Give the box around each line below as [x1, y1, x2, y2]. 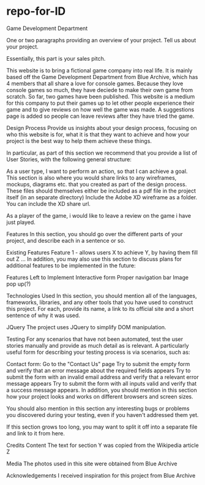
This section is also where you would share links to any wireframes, [6, 174, 177, 181]
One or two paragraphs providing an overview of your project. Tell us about [6, 36, 196, 44]
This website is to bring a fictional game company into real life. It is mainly [6, 66, 193, 74]
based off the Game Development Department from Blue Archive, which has [6, 73, 198, 80]
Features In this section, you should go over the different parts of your [6, 230, 183, 237]
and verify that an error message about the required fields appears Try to [6, 367, 191, 374]
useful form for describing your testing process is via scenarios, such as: [6, 348, 190, 356]
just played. [6, 218, 35, 226]
